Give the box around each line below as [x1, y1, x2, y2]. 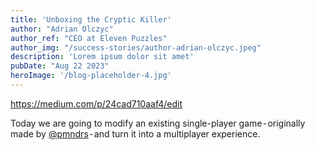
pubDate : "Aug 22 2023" [10, 61, 110, 71]
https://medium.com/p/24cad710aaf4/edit [10, 97, 183, 110]
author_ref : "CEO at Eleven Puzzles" [10, 33, 168, 43]
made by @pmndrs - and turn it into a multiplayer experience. [10, 127, 261, 140]
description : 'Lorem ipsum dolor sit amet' [10, 52, 195, 62]
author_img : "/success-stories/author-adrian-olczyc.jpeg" [10, 42, 262, 53]
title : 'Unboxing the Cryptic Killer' [10, 14, 172, 25]
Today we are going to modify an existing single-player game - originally [10, 117, 306, 129]
